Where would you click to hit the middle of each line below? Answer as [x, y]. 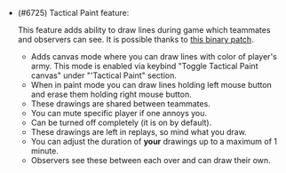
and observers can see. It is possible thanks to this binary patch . [136, 39]
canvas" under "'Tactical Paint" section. [104, 75]
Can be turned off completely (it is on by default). [121, 122]
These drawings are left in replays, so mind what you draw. [139, 132]
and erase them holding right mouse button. [111, 94]
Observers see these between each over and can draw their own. [151, 160]
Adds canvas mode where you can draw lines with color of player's [154, 56]
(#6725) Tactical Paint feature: [73, 13]
